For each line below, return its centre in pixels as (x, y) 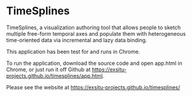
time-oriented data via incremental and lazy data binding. (77, 40)
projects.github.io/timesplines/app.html (54, 76)
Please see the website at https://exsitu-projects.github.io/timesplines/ (93, 87)
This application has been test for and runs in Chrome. (73, 51)
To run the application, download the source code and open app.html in (94, 63)
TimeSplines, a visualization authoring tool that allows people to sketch (94, 27)
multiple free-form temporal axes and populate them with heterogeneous (96, 33)
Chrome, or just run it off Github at (48, 69)
